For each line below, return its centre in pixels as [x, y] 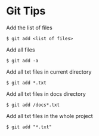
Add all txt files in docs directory [46, 93]
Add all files [21, 50]
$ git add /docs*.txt [33, 105]
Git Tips [26, 11]
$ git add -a [22, 61]
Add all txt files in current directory [49, 72]
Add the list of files [29, 28]
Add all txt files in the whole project [50, 116]
